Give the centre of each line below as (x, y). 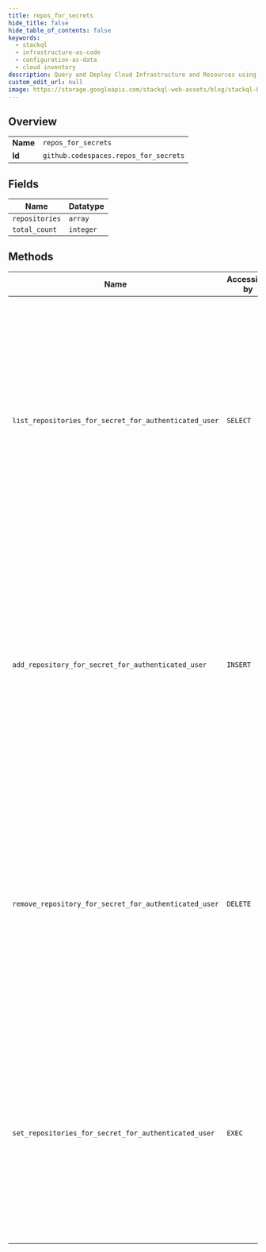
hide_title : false (38, 23)
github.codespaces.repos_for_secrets (114, 156)
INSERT (239, 665)
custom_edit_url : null (46, 82)
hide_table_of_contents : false (60, 30)
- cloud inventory (46, 67)
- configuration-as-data (56, 60)
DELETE (239, 903)
